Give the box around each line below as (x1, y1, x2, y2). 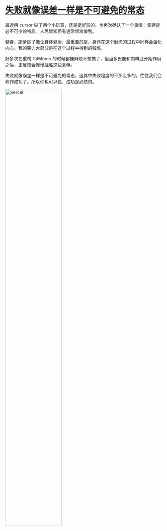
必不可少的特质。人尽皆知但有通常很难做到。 (5, 28, 97, 34)
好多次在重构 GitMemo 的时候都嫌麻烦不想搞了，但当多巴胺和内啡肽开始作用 (5, 55, 162, 61)
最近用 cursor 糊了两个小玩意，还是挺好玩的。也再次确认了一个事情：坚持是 (5, 22, 161, 28)
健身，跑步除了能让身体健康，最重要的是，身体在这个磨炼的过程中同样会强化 (5, 38, 162, 45)
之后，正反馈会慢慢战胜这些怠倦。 (5, 62, 75, 68)
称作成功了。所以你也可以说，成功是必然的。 (5, 78, 97, 85)
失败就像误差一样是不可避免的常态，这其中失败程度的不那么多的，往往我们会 (5, 72, 162, 78)
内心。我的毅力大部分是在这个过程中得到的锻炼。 (5, 45, 105, 51)
